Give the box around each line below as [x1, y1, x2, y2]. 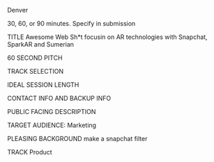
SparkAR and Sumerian [7, 40, 75, 48]
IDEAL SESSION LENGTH [7, 81, 79, 89]
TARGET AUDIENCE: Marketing [7, 121, 96, 129]
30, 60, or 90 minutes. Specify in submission [7, 19, 136, 27]
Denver [7, 6, 29, 14]
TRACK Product [7, 148, 52, 156]
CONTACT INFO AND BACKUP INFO [7, 94, 112, 102]
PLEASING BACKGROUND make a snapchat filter [7, 135, 148, 143]
